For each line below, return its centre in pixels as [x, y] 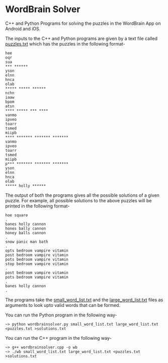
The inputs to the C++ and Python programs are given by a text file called [81, 38]
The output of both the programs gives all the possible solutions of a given [82, 195]
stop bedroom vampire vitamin [37, 264]
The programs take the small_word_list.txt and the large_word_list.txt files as [84, 300]
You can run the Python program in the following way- [61, 315]
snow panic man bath [27, 242]
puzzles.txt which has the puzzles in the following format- [65, 43]
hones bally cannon [26, 229]
